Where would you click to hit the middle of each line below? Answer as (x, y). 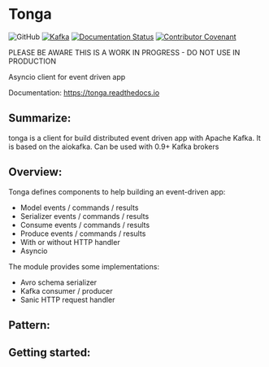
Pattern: (29, 325)
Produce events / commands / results (83, 234)
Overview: (35, 172)
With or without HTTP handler (70, 242)
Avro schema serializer (59, 282)
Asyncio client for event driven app (67, 76)
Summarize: (40, 118)
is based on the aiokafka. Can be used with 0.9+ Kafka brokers (114, 146)
